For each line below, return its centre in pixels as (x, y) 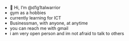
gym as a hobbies (28, 13)
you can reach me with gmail (39, 28)
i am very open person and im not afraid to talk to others (67, 33)
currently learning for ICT (35, 18)
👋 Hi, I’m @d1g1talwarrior (35, 8)
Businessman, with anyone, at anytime (49, 23)
